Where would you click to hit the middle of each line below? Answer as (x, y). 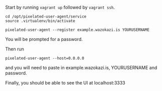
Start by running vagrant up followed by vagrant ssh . (60, 7)
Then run (15, 49)
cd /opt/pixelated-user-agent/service (46, 17)
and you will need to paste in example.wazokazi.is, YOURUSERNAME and (81, 67)
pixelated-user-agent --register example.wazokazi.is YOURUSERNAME (77, 30)
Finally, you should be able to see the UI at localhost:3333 (65, 83)
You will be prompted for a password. (44, 39)
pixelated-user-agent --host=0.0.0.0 (45, 58)
